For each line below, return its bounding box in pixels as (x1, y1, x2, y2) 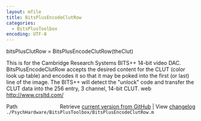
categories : (6, 20, 36, 26)
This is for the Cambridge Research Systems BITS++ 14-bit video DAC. (6, 60, 181, 67)
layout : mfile (6, 8, 42, 15)
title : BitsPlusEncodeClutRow (6, 14, 82, 20)
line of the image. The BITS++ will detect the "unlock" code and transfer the (6, 79, 194, 86)
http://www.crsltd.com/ (6, 92, 64, 99)
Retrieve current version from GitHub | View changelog (59, 103, 196, 110)
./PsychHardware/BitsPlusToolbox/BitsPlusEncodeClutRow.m (6, 110, 154, 116)
